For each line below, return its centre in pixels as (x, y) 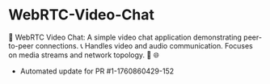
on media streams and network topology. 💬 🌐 (84, 55)
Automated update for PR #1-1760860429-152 (97, 71)
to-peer (21, 45)
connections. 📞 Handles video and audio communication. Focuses (144, 45)
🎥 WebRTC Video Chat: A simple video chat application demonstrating (125, 37)
